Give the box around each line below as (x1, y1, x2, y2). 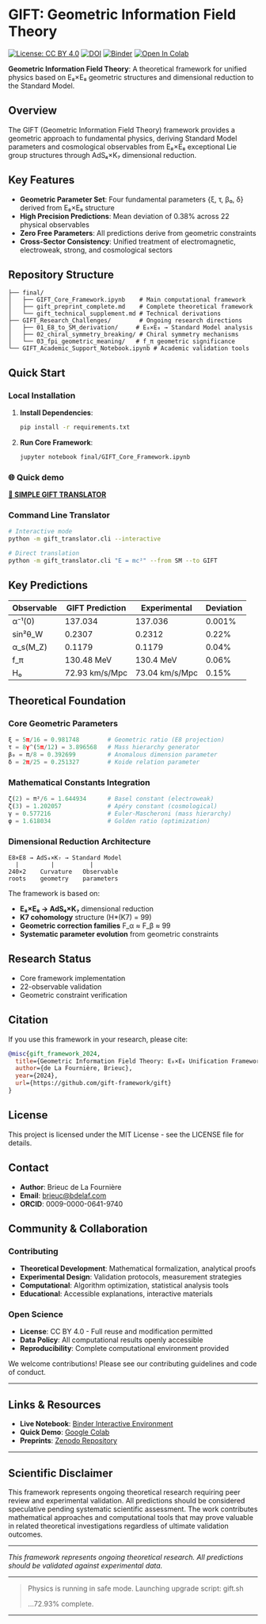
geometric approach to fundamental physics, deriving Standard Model (8, 133, 237, 143)
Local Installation (8, 390, 76, 401)
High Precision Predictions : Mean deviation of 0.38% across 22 (19, 211, 230, 221)
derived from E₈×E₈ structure (19, 202, 115, 212)
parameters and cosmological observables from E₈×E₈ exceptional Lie (8, 141, 237, 152)
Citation (8, 1014, 49, 1027)
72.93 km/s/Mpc (64, 667, 128, 678)
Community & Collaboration (8, 1222, 148, 1235)
